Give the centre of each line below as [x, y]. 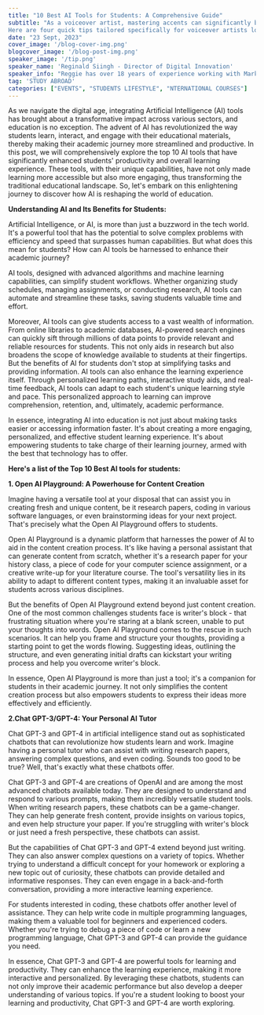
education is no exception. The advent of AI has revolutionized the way [123, 127]
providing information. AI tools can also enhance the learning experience [126, 372]
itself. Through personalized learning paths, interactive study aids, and [122, 380]
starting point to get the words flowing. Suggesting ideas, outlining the [122, 646]
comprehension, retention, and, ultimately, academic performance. [116, 405]
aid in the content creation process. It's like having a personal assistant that [130, 548]
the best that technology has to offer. [68, 454]
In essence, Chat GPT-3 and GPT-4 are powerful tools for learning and [122, 962]
